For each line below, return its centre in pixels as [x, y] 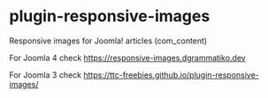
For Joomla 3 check [46, 75]
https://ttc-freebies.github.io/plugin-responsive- [171, 75]
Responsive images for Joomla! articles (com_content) [108, 41]
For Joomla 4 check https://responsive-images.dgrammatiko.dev [127, 57]
